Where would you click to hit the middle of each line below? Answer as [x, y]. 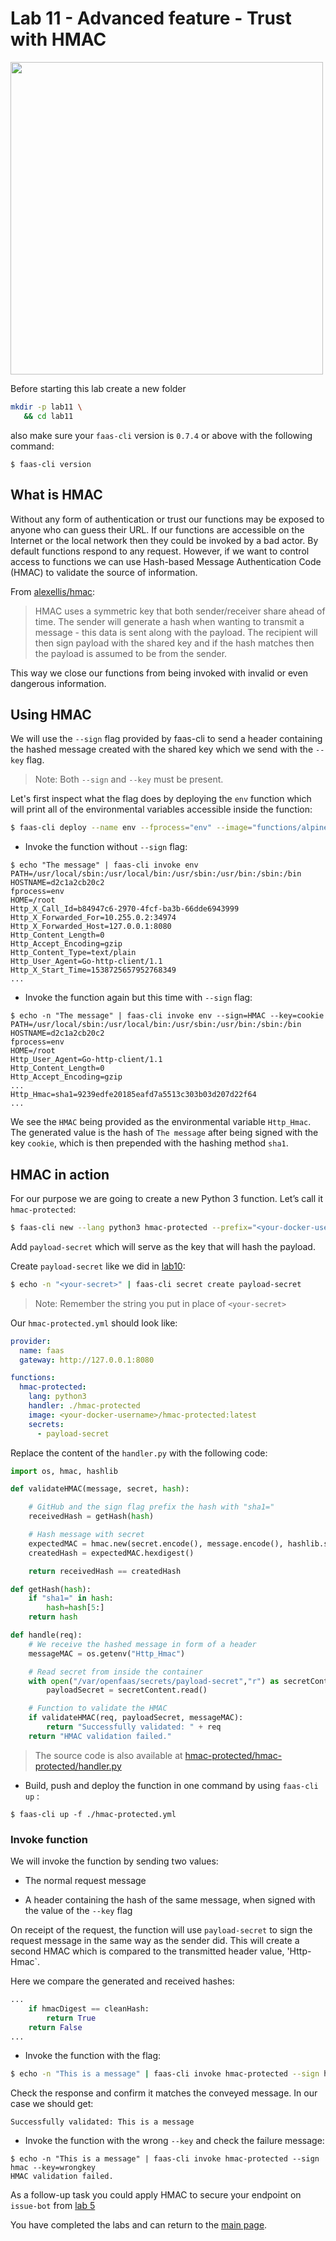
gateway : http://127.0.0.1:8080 [87, 1360]
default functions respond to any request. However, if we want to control [160, 551]
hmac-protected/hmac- [233, 1755]
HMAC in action [60, 1174]
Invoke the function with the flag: [92, 2056]
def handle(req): [46, 1635]
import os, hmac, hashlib [64, 1471]
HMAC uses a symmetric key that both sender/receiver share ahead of [180, 611]
